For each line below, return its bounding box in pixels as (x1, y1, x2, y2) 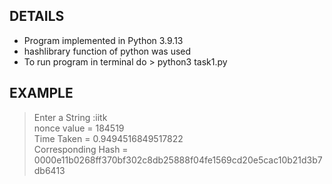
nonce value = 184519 (33, 122, 125, 134)
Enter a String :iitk (33, 111, 108, 123)
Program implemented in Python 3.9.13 (23, 34, 184, 46)
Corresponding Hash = (33, 143, 129, 155)
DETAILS (9, 8, 65, 25)
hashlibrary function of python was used (23, 45, 192, 57)
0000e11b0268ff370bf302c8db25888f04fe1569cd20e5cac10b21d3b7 (33, 154, 323, 166)
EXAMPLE (9, 85, 74, 102)
